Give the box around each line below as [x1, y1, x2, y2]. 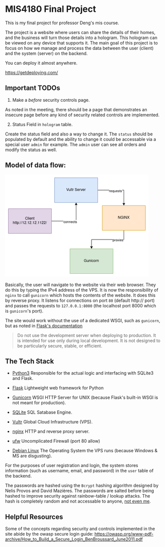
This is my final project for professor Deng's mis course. [5, 20, 119, 26]
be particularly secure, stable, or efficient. [17, 342, 102, 349]
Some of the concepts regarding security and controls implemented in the [5, 526, 155, 532]
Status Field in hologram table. [12, 121, 73, 127]
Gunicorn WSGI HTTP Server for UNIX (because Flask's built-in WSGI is [12, 394, 159, 401]
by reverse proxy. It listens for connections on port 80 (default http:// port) [5, 297, 155, 303]
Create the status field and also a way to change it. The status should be [5, 131, 153, 137]
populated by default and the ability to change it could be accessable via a [5, 136, 156, 142]
